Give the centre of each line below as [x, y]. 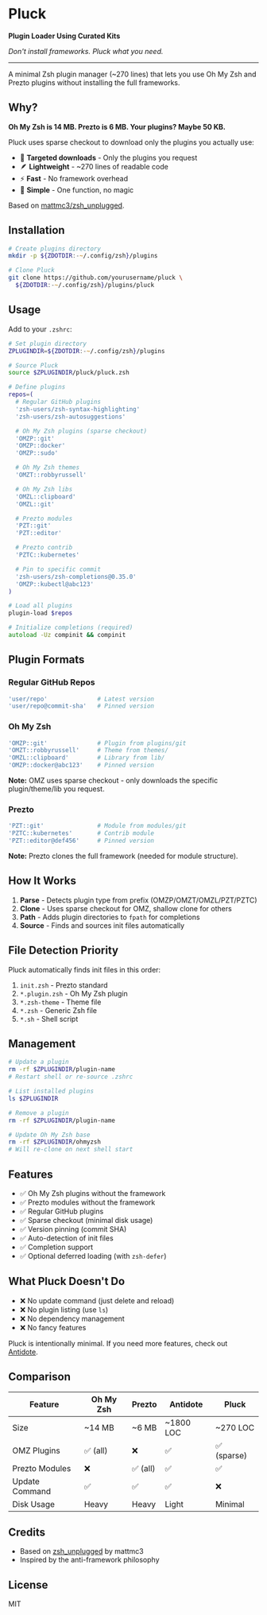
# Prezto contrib [44, 548]
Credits [27, 1533]
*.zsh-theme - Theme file [60, 1002]
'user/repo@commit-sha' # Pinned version [81, 706]
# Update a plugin [39, 1062]
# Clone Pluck [32, 270]
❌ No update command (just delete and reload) [97, 1300]
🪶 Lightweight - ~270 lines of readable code [94, 166]
